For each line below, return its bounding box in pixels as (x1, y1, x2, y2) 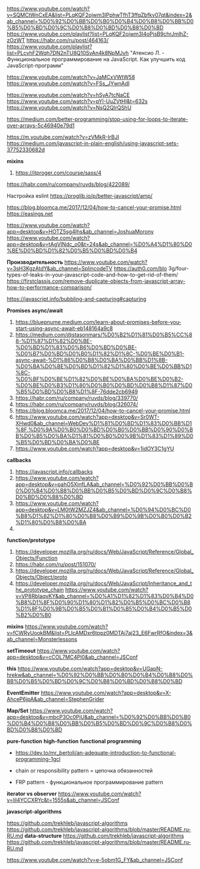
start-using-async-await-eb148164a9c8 (15, 325, 113, 332)
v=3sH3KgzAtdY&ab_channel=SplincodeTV (7, 265, 113, 272)
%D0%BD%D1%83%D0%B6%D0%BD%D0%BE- (15, 344, 137, 351)
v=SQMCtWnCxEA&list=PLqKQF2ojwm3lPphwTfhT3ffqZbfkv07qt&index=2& (7, 11, 192, 18)
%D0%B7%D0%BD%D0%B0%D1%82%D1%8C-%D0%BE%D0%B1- (15, 350, 185, 357)
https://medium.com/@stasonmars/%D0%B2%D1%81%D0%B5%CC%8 (15, 331, 192, 338)
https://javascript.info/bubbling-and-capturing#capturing (7, 295, 147, 303)
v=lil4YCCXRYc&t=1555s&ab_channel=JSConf (7, 796, 120, 803)
